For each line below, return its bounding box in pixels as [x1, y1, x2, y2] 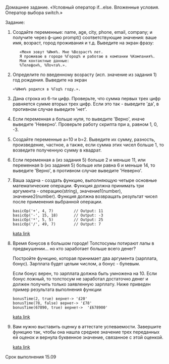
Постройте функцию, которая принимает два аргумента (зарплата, [12, 255, 158, 261]
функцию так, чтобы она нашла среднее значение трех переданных [12, 329, 160, 335]
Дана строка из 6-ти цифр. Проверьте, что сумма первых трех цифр [12, 96, 161, 101]
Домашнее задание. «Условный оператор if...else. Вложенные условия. [5, 5, 160, 10]
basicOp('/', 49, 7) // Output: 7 [12, 222, 101, 227]
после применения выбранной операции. [12, 199, 102, 204]
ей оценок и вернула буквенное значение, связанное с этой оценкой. [12, 334, 163, 340]
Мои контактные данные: [19, 58, 70, 63]
